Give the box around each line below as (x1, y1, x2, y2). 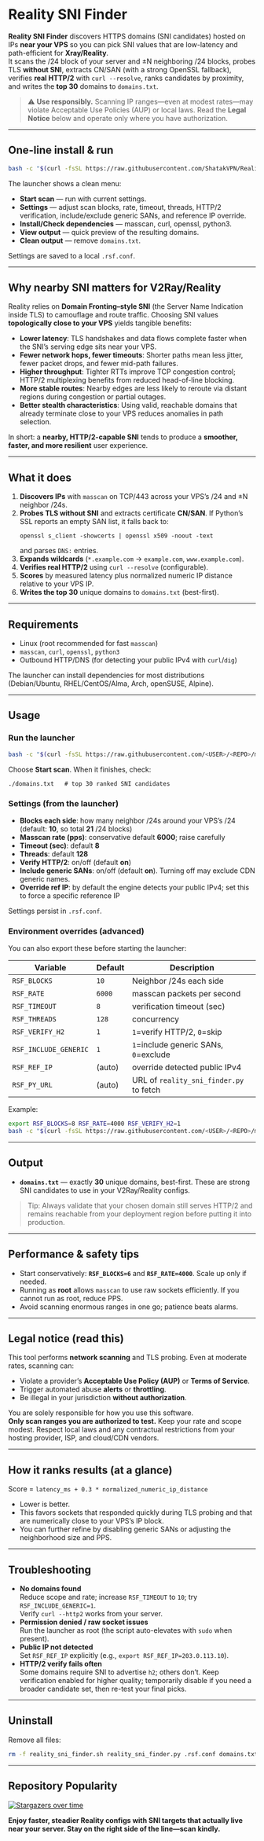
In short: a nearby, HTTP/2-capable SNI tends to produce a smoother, (8, 432, 238, 442)
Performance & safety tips (8, 1248, 140, 1261)
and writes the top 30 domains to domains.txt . (8, 81, 159, 91)
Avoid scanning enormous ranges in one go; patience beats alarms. (19, 1302, 238, 1311)
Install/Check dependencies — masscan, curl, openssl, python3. (19, 218, 232, 229)
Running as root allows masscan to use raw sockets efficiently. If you (19, 1285, 240, 1294)
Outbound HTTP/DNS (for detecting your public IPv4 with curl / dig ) (19, 655, 238, 665)
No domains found (19, 1584, 82, 1593)
